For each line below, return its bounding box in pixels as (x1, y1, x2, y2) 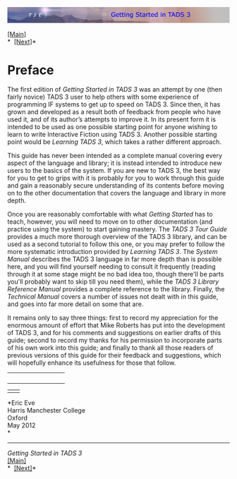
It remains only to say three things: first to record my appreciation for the (7, 314, 219, 322)
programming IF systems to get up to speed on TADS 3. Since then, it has (7, 100, 221, 109)
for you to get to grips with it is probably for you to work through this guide (7, 174, 224, 183)
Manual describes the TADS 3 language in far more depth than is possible (7, 255, 222, 264)
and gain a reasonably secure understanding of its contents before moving (7, 181, 224, 190)
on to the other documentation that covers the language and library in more (7, 189, 226, 198)
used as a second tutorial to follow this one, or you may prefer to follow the (7, 240, 226, 248)
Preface (7, 62, 54, 78)
